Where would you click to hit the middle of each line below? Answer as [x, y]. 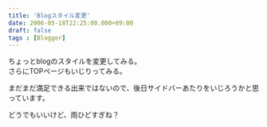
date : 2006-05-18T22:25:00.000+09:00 [71, 23]
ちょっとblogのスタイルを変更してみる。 [75, 61]
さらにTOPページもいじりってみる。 [68, 71]
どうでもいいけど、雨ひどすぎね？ [64, 115]
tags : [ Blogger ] [37, 38]
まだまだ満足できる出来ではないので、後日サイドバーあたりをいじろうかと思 [133, 88]
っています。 [29, 98]
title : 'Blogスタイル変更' [49, 15]
